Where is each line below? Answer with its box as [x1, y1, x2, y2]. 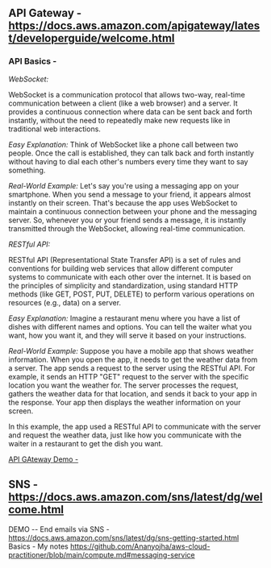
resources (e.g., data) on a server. [8, 297, 122, 307]
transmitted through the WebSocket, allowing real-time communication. [8, 223, 246, 233]
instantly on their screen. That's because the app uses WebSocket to [8, 197, 238, 208]
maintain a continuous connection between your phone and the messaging [8, 206, 257, 216]
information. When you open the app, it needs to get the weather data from [8, 354, 258, 364]
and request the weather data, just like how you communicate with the [8, 430, 242, 440]
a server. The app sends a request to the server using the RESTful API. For [8, 363, 256, 373]
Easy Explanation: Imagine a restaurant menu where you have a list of [8, 313, 240, 323]
